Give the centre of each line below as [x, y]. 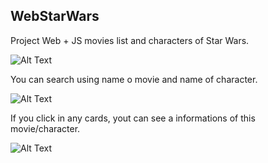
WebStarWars [55, 16]
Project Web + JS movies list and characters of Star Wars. [130, 40]
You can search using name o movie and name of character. [134, 79]
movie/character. [45, 128]
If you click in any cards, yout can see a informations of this [133, 118]
